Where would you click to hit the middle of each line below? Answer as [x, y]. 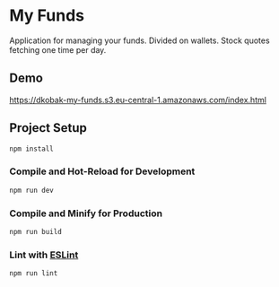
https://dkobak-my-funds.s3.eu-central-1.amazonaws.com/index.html [138, 100]
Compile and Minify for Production [86, 213]
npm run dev [31, 190]
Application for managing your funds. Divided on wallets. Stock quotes [140, 40]
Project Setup [48, 128]
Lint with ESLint [44, 255]
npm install [31, 149]
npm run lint [34, 274]
